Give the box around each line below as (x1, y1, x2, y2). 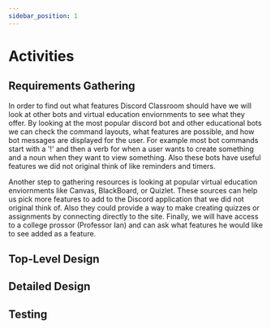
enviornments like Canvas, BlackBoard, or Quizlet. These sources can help (8, 185, 258, 195)
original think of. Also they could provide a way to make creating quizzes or (8, 202, 260, 212)
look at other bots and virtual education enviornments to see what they (8, 109, 245, 119)
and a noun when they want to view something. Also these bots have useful (8, 152, 261, 162)
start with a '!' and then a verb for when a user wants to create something (8, 144, 254, 154)
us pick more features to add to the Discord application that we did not (8, 194, 245, 204)
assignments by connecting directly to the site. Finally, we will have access (8, 211, 259, 221)
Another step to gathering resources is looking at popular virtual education (8, 176, 258, 187)
